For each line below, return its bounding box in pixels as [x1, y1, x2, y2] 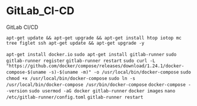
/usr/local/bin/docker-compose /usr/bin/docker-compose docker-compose [6, 81, 186, 88]
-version [6, 88, 28, 94]
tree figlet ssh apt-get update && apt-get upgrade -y [6, 40, 145, 46]
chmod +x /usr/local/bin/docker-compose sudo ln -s [6, 75, 135, 81]
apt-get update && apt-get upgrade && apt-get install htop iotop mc [6, 35, 182, 41]
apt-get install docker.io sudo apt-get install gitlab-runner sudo [6, 51, 177, 57]
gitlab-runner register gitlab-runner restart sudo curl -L [6, 58, 155, 64]
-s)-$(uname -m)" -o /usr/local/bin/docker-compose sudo [48, 69, 191, 75]
